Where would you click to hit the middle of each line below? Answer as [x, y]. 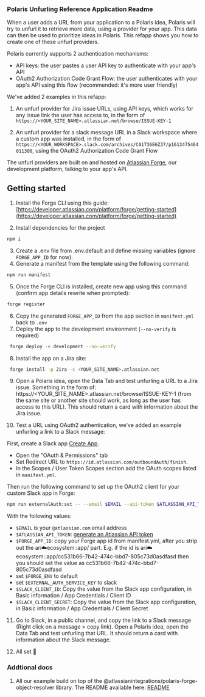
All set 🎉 [26, 652]
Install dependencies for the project [60, 228]
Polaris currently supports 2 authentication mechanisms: [78, 54]
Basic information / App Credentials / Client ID [73, 596]
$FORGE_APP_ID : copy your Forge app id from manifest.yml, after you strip [106, 541]
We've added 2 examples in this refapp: [57, 97]
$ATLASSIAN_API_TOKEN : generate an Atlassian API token [85, 535]
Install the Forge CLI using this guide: [62, 203]
